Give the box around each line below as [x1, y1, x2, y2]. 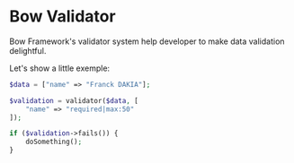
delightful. [9, 45, 47, 56]
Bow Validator [9, 6, 116, 27]
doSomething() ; [25, 137, 83, 147]
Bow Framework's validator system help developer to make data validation [9, 36, 285, 47]
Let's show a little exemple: [9, 63, 111, 73]
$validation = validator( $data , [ [9, 96, 139, 105]
